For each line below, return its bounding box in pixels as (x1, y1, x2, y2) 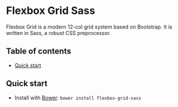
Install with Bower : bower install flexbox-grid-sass (14, 94, 141, 101)
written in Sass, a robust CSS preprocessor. (6, 29, 111, 36)
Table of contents (6, 47, 71, 56)
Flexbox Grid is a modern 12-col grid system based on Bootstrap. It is (6, 23, 173, 30)
